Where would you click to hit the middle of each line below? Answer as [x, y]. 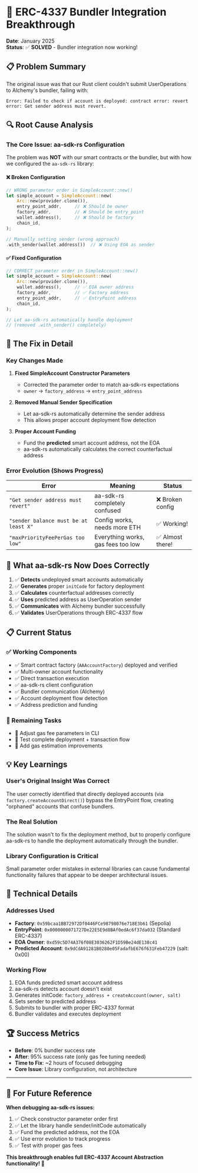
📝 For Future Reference [49, 1093]
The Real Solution [32, 822]
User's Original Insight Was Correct [58, 781]
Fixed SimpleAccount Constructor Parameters [72, 373]
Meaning [123, 486]
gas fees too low [117, 545]
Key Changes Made [35, 360]
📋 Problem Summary [46, 67]
